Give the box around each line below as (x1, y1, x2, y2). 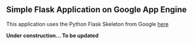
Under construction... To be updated (6, 32, 99, 39)
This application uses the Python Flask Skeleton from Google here (6, 20, 169, 27)
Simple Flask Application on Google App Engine (6, 5, 187, 15)
